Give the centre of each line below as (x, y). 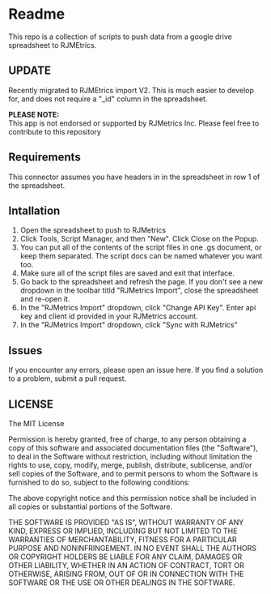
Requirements (44, 158)
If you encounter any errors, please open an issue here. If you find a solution (136, 370)
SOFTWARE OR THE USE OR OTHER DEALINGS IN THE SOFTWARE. (122, 583)
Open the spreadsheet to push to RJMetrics (93, 230)
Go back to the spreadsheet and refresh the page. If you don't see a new (141, 282)
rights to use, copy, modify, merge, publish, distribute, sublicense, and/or (130, 465)
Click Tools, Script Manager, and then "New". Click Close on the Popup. (139, 239)
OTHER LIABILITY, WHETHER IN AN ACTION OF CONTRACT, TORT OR (126, 565)
